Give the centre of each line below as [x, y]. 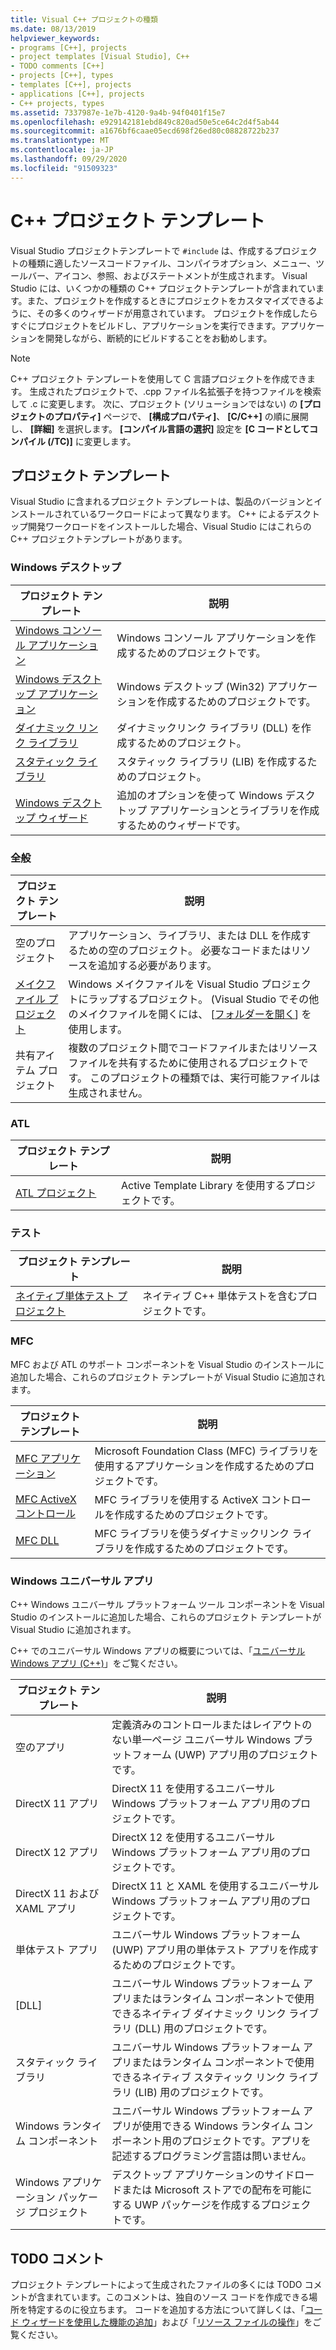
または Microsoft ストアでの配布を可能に [217, 2190]
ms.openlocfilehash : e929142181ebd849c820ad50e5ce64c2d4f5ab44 [145, 122]
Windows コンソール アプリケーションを [211, 638]
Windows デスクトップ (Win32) [190, 686]
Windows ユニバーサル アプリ [82, 1581]
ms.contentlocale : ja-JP [62, 150]
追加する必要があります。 [157, 965]
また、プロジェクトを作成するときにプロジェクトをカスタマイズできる [171, 300]
